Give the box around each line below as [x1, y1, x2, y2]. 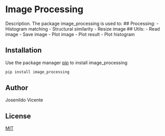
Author [5, 84, 28, 92]
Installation [5, 46, 42, 55]
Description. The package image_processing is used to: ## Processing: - [5, 20, 159, 26]
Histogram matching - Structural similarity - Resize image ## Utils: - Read [5, 25, 160, 32]
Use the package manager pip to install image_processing [5, 60, 128, 66]
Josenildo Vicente [5, 97, 43, 103]
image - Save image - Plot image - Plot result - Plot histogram [5, 31, 135, 37]
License [5, 112, 31, 120]
